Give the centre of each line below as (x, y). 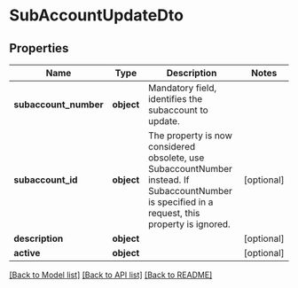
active (27, 253)
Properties (39, 48)
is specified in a (180, 202)
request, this (174, 213)
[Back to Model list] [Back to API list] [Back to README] (111, 275)
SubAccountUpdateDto (97, 16)
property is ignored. (189, 224)
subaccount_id (46, 180)
